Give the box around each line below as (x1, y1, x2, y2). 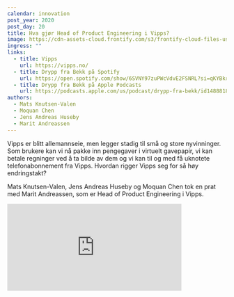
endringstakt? (7, 168, 47, 177)
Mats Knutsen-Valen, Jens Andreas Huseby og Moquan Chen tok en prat (7, 182, 216, 191)
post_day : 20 (7, 23, 45, 30)
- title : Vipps (13, 56, 58, 63)
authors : (7, 95, 33, 102)
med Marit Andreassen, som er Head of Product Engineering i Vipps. (7, 189, 204, 198)
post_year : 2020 (7, 17, 54, 24)
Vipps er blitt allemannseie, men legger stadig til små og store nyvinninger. (7, 139, 221, 147)
